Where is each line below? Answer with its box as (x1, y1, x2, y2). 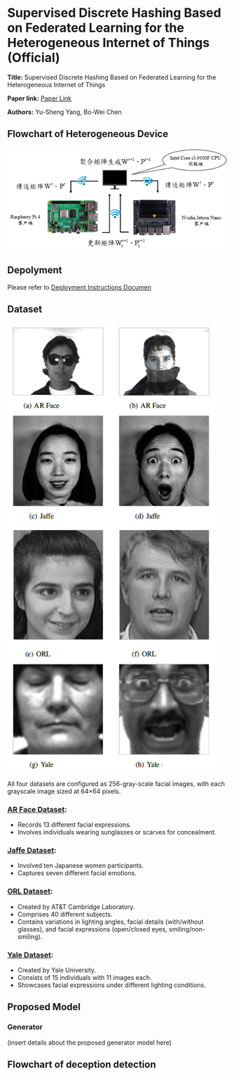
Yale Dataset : (7, 950, 54, 960)
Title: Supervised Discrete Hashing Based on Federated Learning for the (7, 72, 216, 82)
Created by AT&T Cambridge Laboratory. (17, 902, 135, 911)
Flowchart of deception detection (7, 1058, 156, 1070)
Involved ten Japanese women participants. (17, 861, 144, 870)
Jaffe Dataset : (7, 845, 57, 855)
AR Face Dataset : (7, 804, 68, 814)
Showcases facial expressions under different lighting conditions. (17, 981, 207, 989)
